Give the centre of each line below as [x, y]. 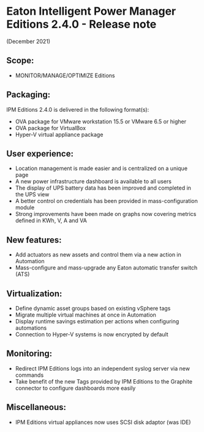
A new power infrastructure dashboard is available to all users [93, 182]
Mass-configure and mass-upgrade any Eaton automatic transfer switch [106, 268]
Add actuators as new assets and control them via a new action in [98, 255]
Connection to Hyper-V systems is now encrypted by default [92, 334]
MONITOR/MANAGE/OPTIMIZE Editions [65, 75]
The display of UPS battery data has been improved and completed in [103, 188]
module [25, 207]
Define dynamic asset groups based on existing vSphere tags [93, 308]
